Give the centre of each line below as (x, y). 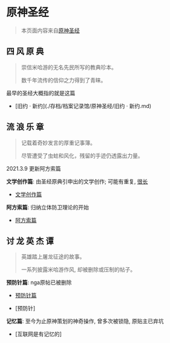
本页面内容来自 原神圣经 (50, 30)
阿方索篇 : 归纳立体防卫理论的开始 (47, 207)
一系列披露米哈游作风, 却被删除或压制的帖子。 (78, 270)
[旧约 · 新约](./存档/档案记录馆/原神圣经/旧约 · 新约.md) (83, 106)
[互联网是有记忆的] (38, 334)
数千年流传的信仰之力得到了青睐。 (64, 80)
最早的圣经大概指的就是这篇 (41, 93)
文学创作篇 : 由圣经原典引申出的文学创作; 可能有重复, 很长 (77, 181)
